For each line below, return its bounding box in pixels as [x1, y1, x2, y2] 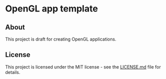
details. [5, 69, 21, 75]
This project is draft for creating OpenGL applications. [5, 36, 116, 42]
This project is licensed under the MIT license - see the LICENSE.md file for [5, 63, 161, 70]
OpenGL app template [5, 3, 98, 14]
